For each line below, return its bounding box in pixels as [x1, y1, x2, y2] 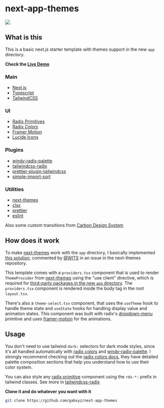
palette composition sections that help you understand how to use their [5, 359, 149, 365]
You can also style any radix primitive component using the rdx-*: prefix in [5, 374, 157, 379]
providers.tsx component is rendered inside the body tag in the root [5, 285, 144, 291]
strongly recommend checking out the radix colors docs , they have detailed [5, 353, 158, 360]
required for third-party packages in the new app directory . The [5, 280, 133, 286]
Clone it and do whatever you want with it [5, 388, 92, 394]
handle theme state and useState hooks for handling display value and [5, 305, 147, 311]
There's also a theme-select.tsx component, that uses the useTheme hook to [5, 300, 159, 306]
